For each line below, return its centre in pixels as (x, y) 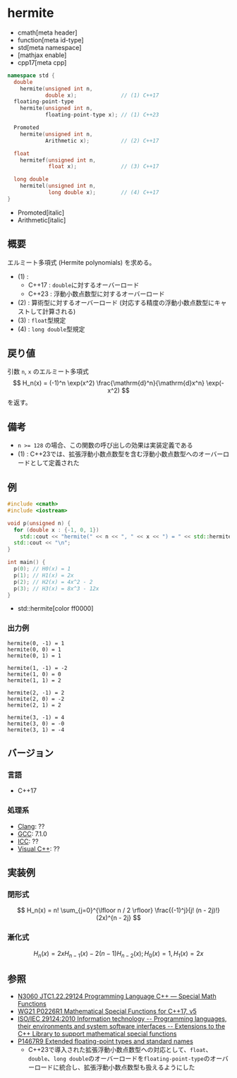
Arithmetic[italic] (42, 220)
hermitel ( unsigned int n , (58, 186)
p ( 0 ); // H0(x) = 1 (42, 569)
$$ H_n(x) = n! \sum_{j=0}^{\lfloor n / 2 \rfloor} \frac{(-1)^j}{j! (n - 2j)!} (119, 910)
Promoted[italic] (41, 212)
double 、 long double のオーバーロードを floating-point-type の (119, 1059)
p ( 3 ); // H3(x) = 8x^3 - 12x (56, 588)
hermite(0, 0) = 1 (34, 649)
